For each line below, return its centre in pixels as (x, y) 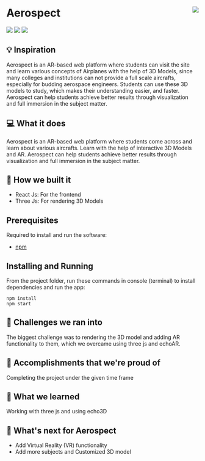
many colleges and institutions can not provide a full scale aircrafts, (91, 78)
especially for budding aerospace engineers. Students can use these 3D (97, 84)
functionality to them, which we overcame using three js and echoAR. (94, 343)
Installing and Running (50, 266)
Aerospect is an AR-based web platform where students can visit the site (98, 65)
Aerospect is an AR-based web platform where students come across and (99, 141)
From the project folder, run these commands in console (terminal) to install (101, 281)
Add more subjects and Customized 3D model (73, 452)
